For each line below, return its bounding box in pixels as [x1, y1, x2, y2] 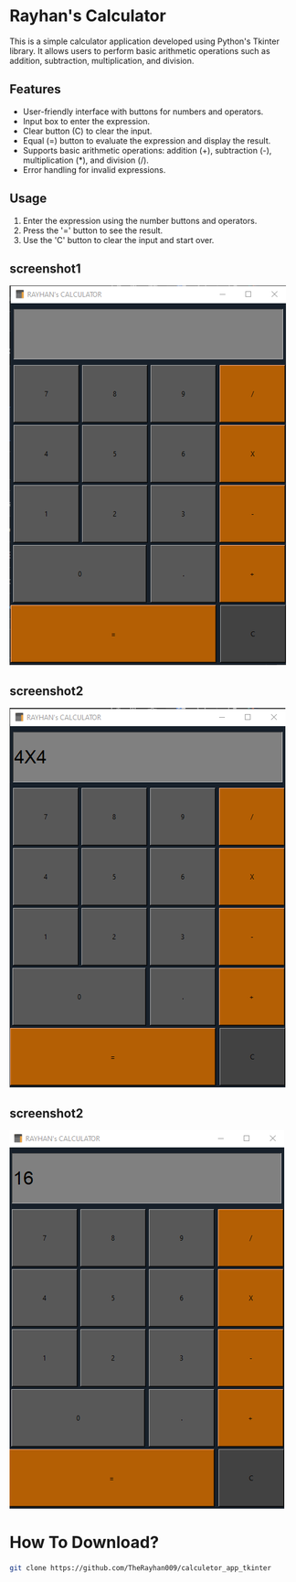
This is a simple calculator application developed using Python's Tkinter [9, 36, 280, 47]
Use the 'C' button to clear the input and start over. [22, 234, 215, 245]
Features [9, 81, 61, 97]
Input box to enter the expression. [22, 115, 151, 126]
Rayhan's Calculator [9, 5, 166, 27]
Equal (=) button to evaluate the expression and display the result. [22, 134, 271, 146]
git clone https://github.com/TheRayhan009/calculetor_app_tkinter [9, 1563, 272, 1573]
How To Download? [9, 1533, 160, 1553]
